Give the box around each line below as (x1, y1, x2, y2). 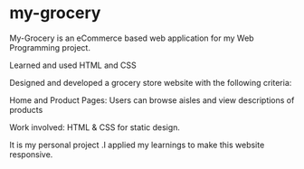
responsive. (9, 148, 53, 160)
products (9, 104, 43, 115)
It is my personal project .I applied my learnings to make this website (9, 139, 265, 150)
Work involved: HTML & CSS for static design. (9, 121, 181, 133)
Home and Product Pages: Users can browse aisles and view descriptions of (9, 94, 295, 106)
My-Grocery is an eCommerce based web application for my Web (9, 33, 255, 43)
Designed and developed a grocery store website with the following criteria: (9, 77, 292, 88)
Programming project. (9, 42, 90, 52)
